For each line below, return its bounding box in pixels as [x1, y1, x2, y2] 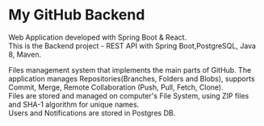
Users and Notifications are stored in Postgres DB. [8, 107, 176, 118]
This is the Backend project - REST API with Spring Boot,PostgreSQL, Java [8, 40, 257, 50]
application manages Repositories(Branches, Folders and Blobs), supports [8, 73, 256, 83]
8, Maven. [8, 49, 42, 59]
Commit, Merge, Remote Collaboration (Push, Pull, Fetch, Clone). [8, 82, 224, 92]
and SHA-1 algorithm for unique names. [8, 99, 140, 109]
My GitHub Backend [8, 6, 145, 24]
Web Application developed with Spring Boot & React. [8, 32, 187, 42]
